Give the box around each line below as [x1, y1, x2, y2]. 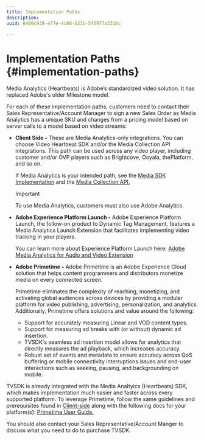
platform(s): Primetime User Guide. [6, 408, 94, 416]
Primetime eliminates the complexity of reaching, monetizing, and [15, 288, 180, 295]
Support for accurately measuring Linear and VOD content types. [24, 319, 188, 326]
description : [6, 15, 40, 21]
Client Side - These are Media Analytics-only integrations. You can [15, 134, 184, 142]
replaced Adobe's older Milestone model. [6, 91, 110, 99]
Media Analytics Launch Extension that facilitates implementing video [15, 226, 190, 234]
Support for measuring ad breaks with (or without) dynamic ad [24, 326, 181, 333]
